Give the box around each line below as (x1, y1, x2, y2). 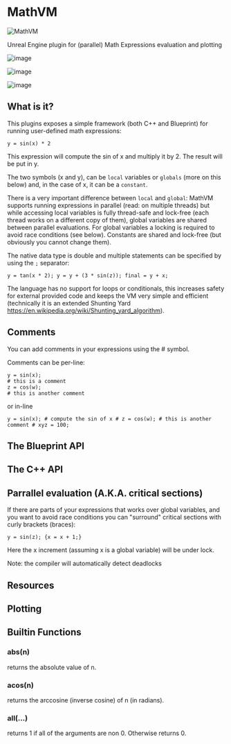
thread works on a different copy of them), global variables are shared (7, 215, 207, 224)
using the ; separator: (7, 258, 70, 267)
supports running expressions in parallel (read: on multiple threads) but (7, 201, 210, 209)
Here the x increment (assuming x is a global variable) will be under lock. (7, 546, 214, 554)
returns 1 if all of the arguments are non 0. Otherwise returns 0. (7, 729, 187, 738)
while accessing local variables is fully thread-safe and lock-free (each (7, 209, 210, 217)
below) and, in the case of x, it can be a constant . (7, 180, 148, 188)
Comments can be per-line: (7, 358, 85, 366)
